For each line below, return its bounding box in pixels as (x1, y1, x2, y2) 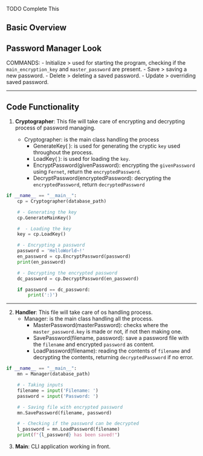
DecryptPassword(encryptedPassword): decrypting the (33, 175, 171, 182)
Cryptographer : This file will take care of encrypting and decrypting (14, 118, 185, 125)
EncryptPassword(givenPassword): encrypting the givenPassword (33, 161, 195, 169)
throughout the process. (33, 149, 94, 156)
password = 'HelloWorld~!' (17, 248, 85, 254)
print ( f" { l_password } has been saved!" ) (17, 432, 120, 438)
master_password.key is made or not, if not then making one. (33, 328, 182, 335)
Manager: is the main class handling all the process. (24, 315, 153, 322)
